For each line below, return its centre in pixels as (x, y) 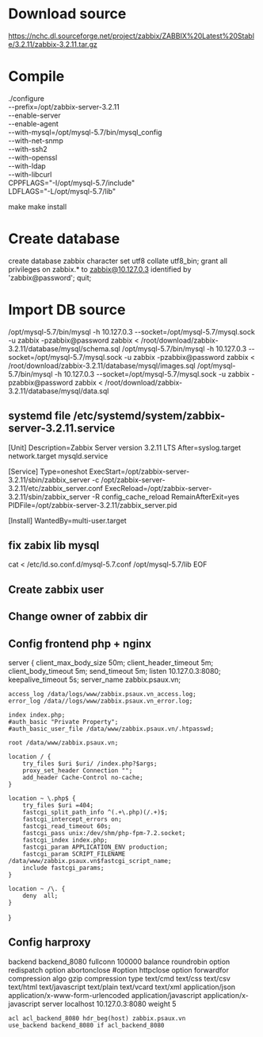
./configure (27, 98)
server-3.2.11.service (62, 429)
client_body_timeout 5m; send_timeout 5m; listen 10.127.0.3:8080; (114, 671)
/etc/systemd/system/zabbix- (149, 416)
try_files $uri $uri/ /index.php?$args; (90, 764)
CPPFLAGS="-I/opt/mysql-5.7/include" (72, 183)
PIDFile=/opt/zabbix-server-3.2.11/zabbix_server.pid (93, 505)
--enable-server (34, 115)
